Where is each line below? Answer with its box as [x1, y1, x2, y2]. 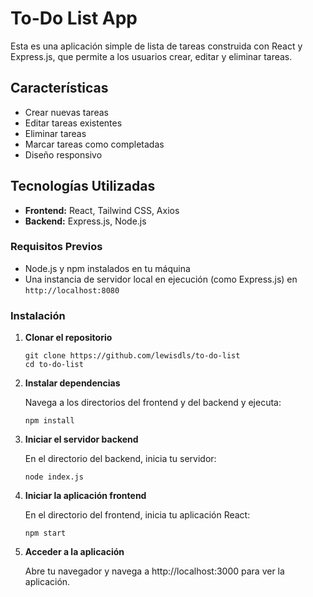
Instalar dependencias [24, 377, 121, 389]
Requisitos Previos [10, 240, 103, 254]
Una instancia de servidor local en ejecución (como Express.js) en [24, 273, 298, 285]
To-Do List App [10, 7, 138, 30]
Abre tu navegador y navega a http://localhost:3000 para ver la [24, 565, 285, 577]
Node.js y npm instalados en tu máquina [24, 262, 191, 274]
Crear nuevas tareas [24, 106, 109, 118]
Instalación [10, 308, 66, 322]
